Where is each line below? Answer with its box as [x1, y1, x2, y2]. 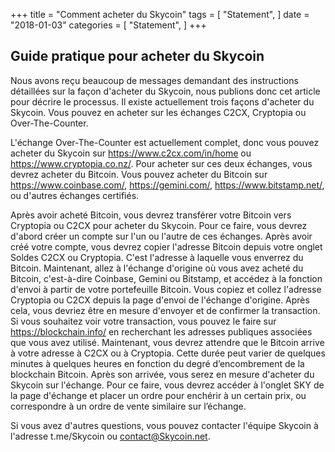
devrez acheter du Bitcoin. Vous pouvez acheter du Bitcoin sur [10, 168, 268, 180]
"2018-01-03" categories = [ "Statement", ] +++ [10, 19, 207, 31]
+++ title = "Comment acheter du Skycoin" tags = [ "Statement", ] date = [10, 9, 310, 20]
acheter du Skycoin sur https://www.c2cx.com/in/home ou [10, 147, 252, 159]
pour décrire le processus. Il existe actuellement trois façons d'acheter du [10, 95, 315, 108]
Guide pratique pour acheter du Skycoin [10, 48, 265, 65]
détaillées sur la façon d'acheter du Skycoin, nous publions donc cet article [10, 85, 321, 97]
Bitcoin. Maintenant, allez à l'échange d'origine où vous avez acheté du [10, 262, 304, 274]
